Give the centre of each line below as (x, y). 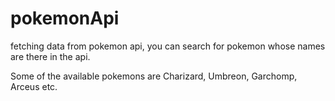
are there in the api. (50, 56)
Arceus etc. (34, 86)
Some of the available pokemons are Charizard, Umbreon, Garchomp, (154, 76)
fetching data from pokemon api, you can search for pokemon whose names (168, 46)
